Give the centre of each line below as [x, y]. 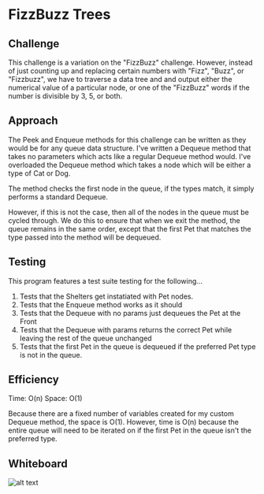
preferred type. [33, 439]
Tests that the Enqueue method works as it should [101, 304]
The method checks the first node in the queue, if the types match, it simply [131, 188]
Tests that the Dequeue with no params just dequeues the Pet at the [130, 313]
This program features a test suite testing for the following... [106, 280]
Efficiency [33, 380]
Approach [33, 121]
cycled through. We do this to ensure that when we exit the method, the [124, 220]
